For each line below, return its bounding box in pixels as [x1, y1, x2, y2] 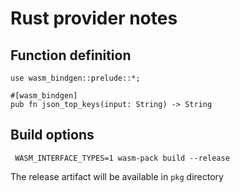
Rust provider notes [10, 7, 178, 30]
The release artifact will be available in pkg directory [10, 170, 224, 182]
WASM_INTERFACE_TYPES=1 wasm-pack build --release [14, 153, 230, 163]
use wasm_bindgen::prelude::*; [10, 73, 141, 83]
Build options [10, 127, 95, 144]
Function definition [10, 47, 132, 64]
